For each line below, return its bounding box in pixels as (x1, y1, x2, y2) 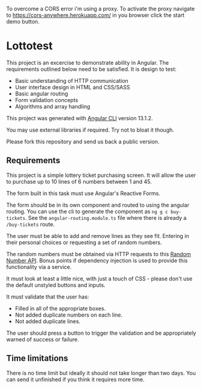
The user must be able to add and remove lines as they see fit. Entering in (6, 232, 189, 239)
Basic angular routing (14, 90, 68, 97)
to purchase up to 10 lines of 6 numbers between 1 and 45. (6, 178, 152, 185)
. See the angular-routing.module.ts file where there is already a (25, 214, 187, 221)
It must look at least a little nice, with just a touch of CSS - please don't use (6, 275, 193, 282)
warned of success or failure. (6, 335, 80, 343)
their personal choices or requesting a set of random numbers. (6, 239, 162, 246)
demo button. (6, 18, 40, 25)
